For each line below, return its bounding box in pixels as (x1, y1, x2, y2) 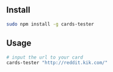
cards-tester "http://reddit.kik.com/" (6, 60, 108, 66)
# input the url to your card (6, 54, 84, 60)
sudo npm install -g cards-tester (6, 21, 95, 27)
